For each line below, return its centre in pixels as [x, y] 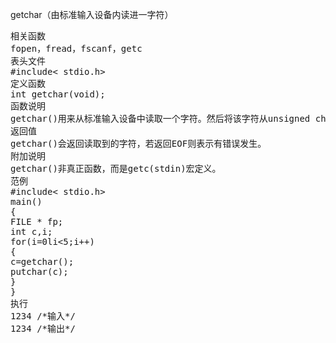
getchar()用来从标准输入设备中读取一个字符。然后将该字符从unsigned [160, 118]
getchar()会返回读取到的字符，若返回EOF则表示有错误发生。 [138, 143]
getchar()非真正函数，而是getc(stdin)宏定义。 [116, 168]
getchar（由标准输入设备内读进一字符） [92, 14]
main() [26, 201]
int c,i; [31, 231]
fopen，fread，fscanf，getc [76, 48]
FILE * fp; [37, 221]
